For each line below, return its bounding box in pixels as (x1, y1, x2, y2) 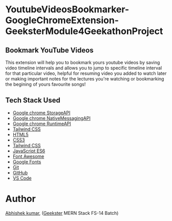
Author (5, 193, 36, 205)
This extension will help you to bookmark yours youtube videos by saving (5, 59, 160, 65)
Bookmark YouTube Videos (5, 46, 94, 54)
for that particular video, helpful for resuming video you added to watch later (5, 70, 167, 76)
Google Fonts (12, 158, 41, 165)
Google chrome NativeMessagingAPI (12, 115, 91, 121)
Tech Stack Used (5, 96, 60, 105)
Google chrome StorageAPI (12, 109, 71, 116)
